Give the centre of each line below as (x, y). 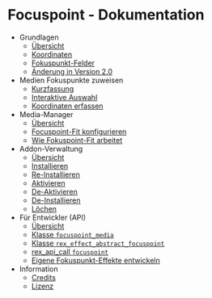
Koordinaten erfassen (67, 106)
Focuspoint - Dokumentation (106, 15)
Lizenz (42, 286)
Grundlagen (39, 37)
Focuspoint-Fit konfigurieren (79, 132)
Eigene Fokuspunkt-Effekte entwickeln (95, 260)
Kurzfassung (53, 88)
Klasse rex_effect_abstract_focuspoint (98, 243)
